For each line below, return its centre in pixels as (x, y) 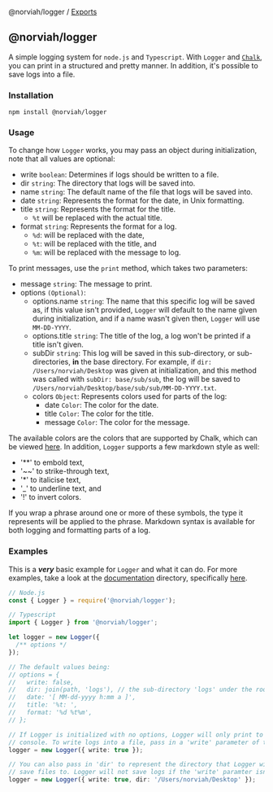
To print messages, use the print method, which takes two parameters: (128, 269)
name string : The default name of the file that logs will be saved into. (136, 192)
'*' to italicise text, (50, 480)
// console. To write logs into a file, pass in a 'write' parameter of (134, 742)
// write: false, (41, 682)
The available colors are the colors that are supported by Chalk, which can (133, 438)
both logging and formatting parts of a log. (80, 530)
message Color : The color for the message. (117, 422)
